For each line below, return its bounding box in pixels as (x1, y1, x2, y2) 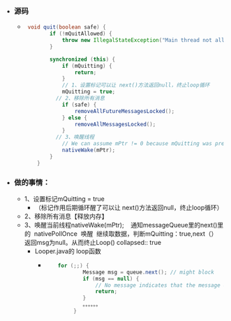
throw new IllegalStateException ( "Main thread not (61, 37, 213, 44)
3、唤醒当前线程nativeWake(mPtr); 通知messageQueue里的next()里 (24, 221, 224, 229)
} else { (61, 114, 87, 121)
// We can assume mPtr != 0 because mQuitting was (61, 140, 213, 147)
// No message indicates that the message (95, 281, 221, 289)
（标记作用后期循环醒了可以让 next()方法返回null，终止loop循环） (34, 203, 223, 211)
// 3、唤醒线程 (55, 134, 95, 141)
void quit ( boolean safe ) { (27, 24, 106, 31)
